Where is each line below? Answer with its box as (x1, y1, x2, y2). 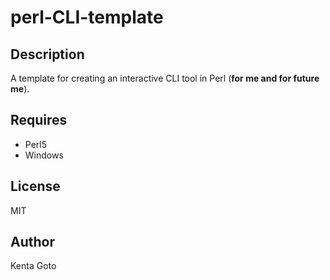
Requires (10, 112, 68, 129)
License (10, 178, 61, 195)
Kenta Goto (10, 260, 57, 272)
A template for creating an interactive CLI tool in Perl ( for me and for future (10, 72, 320, 84)
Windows (24, 149, 64, 161)
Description (10, 46, 85, 63)
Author (10, 234, 55, 251)
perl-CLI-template (10, 6, 164, 29)
